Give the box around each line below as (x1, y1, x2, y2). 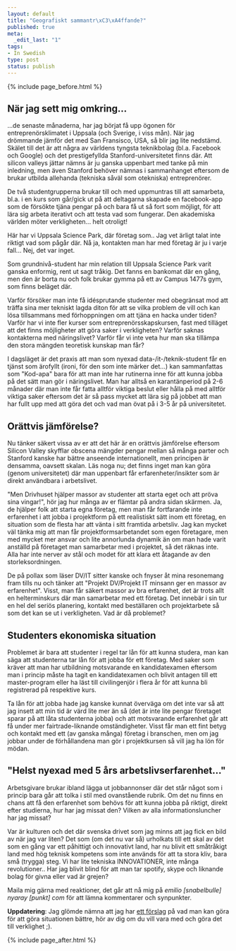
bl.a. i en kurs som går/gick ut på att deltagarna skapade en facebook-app (7, 195, 223, 203)
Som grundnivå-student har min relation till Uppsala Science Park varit (7, 260, 211, 268)
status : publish (7, 63, 55, 70)
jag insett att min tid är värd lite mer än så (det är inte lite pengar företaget (7, 707, 222, 715)
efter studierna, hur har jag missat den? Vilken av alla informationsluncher (7, 806, 221, 814)
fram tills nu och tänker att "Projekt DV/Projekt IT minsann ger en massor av (7, 579, 227, 587)
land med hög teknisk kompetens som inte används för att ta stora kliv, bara (7, 849, 228, 858)
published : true (7, 23, 55, 30)
